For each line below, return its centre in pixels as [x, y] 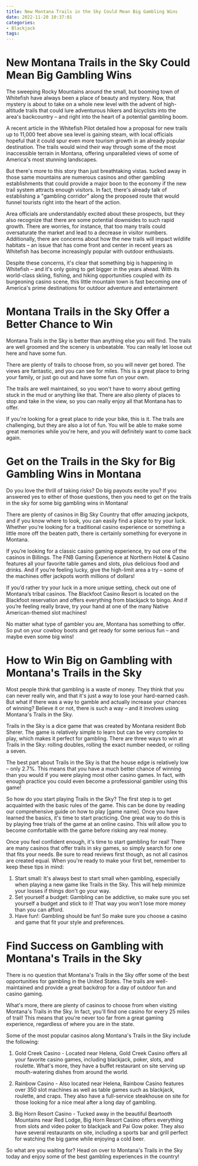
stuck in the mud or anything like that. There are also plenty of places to [93, 395]
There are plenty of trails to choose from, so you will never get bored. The [96, 365]
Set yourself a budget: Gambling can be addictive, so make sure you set [102, 897]
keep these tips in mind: [35, 867]
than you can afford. [39, 909]
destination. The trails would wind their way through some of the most [91, 147]
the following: [23, 1041]
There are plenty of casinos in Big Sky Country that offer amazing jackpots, [98, 514]
